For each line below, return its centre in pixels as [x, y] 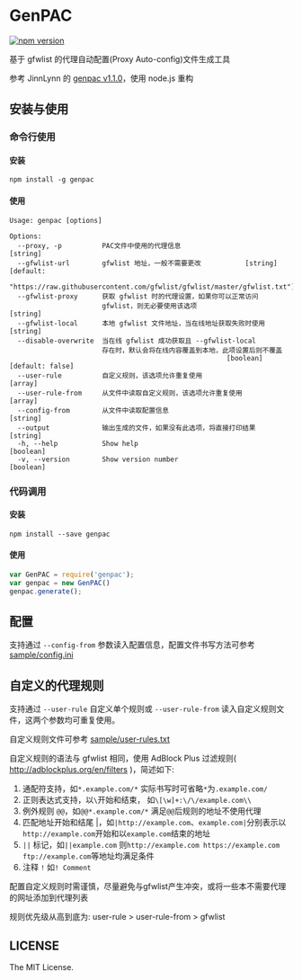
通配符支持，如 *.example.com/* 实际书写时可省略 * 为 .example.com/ [145, 788]
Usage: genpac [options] [56, 220]
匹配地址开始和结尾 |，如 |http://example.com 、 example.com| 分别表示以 [154, 823]
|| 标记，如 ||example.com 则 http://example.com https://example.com [151, 845]
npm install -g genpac [52, 180]
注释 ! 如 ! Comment [57, 868]
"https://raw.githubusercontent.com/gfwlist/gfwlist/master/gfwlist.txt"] [152, 287]
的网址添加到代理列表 [49, 898]
